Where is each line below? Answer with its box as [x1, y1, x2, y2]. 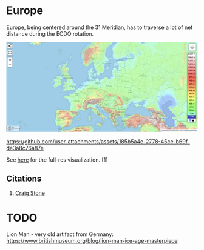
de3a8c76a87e [6, 144, 44, 151]
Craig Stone [15, 189, 46, 197]
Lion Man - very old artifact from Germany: [6, 231, 114, 238]
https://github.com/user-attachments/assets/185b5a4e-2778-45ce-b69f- [6, 137, 190, 145]
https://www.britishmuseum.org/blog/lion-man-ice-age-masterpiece [6, 237, 178, 245]
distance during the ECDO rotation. [6, 30, 94, 37]
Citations [6, 174, 42, 184]
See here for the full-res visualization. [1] [6, 156, 108, 163]
